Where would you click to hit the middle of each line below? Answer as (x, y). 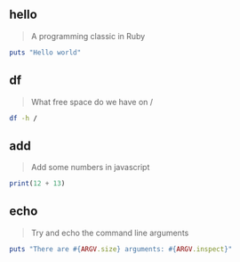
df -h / (24, 118)
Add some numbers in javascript (90, 168)
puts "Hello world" (45, 53)
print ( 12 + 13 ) (37, 184)
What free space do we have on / (92, 102)
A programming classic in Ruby (88, 36)
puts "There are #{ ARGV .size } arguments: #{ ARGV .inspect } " (121, 249)
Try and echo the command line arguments (110, 233)
